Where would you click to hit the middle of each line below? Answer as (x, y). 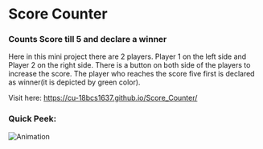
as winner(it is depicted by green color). (74, 82)
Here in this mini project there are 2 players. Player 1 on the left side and (127, 56)
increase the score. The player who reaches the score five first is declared (131, 74)
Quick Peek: (33, 119)
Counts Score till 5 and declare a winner (88, 39)
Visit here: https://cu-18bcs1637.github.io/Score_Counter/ (103, 98)
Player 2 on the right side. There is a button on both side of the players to (129, 65)
